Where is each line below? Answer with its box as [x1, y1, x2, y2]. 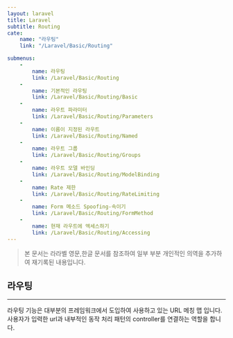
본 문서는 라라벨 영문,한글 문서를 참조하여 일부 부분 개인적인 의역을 [24, 249, 204, 257]
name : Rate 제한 [32, 184, 76, 191]
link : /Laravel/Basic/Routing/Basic [32, 94, 138, 101]
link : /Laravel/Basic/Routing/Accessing [32, 229, 150, 236]
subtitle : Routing [7, 23, 60, 30]
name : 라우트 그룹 [32, 145, 78, 153]
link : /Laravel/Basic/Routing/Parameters [32, 113, 154, 120]
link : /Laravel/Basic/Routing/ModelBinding [32, 171, 159, 178]
